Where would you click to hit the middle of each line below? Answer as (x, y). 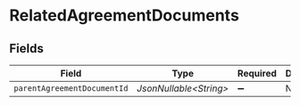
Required (257, 73)
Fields (27, 49)
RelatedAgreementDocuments (124, 16)
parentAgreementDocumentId (71, 89)
